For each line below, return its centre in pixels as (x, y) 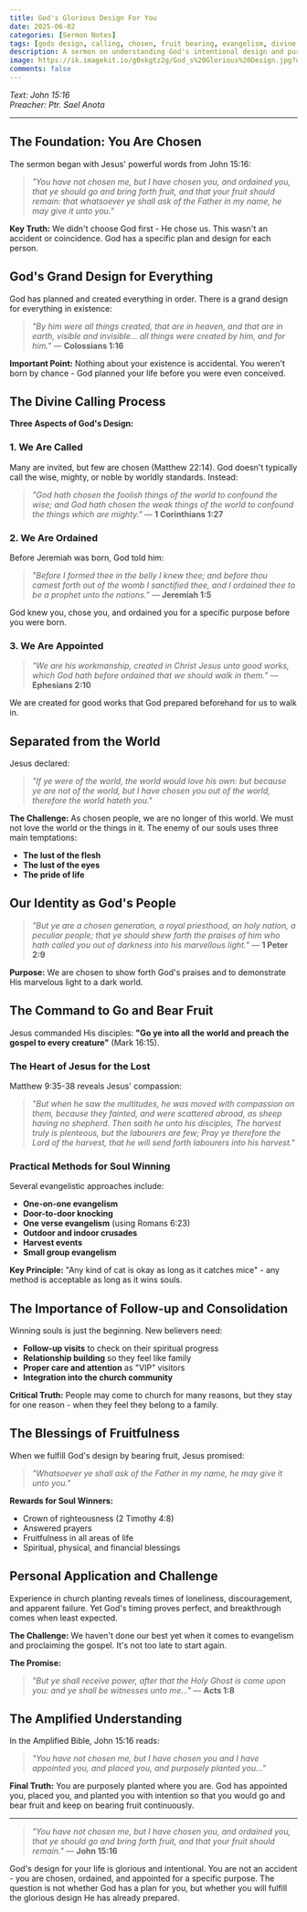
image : (22, 60)
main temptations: (43, 838)
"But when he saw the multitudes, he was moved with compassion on (163, 1103)
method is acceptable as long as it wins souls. (96, 1280)
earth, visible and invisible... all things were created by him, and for (159, 335)
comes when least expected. (64, 1618)
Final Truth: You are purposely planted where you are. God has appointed (148, 1786)
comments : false (40, 69)
